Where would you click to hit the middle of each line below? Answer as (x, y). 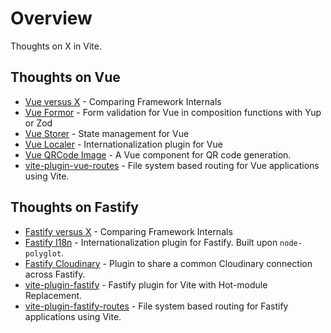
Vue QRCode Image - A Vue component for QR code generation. (158, 154)
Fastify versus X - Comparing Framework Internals (128, 231)
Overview (51, 18)
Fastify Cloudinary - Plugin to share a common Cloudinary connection (168, 263)
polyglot (43, 253)
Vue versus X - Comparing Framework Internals (123, 101)
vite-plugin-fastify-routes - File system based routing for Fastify (156, 306)
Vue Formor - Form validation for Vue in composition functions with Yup (173, 112)
